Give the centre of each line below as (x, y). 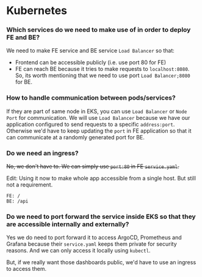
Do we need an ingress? (42, 153)
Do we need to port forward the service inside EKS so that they (101, 216)
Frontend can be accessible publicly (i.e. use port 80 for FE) (91, 62)
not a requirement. (30, 185)
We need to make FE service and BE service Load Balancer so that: (91, 51)
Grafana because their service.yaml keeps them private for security (92, 244)
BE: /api (17, 201)
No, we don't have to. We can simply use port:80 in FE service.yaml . (93, 166)
